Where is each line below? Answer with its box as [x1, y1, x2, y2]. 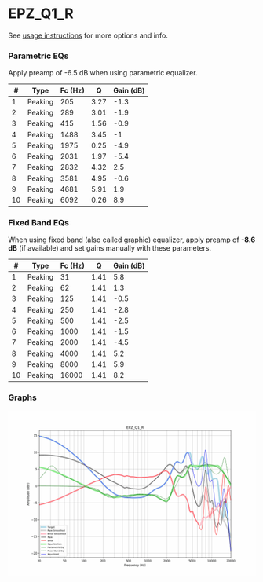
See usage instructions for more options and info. [8, 31, 169, 40]
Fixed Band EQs [8, 217, 69, 228]
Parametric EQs [8, 50, 69, 61]
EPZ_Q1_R [8, 5, 74, 23]
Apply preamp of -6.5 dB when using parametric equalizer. [8, 68, 198, 78]
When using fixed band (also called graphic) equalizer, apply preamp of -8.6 [8, 235, 256, 244]
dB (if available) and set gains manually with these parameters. [8, 243, 212, 253]
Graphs [8, 392, 37, 403]
